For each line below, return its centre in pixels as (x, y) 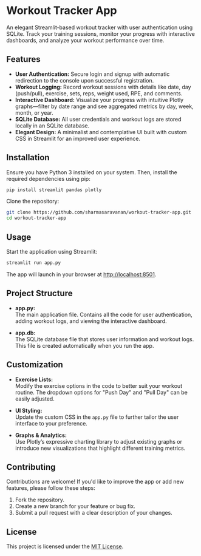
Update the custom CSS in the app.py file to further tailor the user (97, 417)
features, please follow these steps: (51, 488)
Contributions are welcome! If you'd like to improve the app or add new (95, 482)
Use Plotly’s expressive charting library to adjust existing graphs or (98, 441)
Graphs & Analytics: (41, 435)
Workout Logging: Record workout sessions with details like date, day (103, 87)
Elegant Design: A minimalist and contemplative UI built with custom (101, 132)
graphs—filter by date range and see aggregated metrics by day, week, (104, 106)
